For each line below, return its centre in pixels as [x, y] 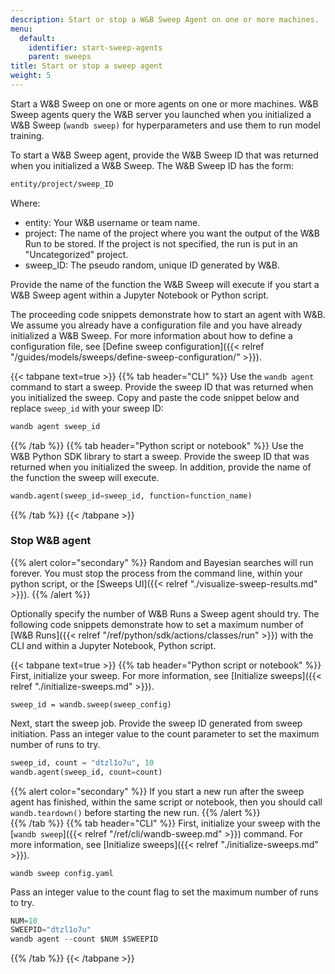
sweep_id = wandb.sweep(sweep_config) [91, 704]
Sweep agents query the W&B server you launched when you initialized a [161, 114]
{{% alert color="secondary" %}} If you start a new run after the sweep [157, 791]
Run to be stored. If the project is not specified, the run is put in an [161, 243]
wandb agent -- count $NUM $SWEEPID [84, 939]
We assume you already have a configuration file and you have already [156, 325]
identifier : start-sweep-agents [95, 47]
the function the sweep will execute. [85, 477]
